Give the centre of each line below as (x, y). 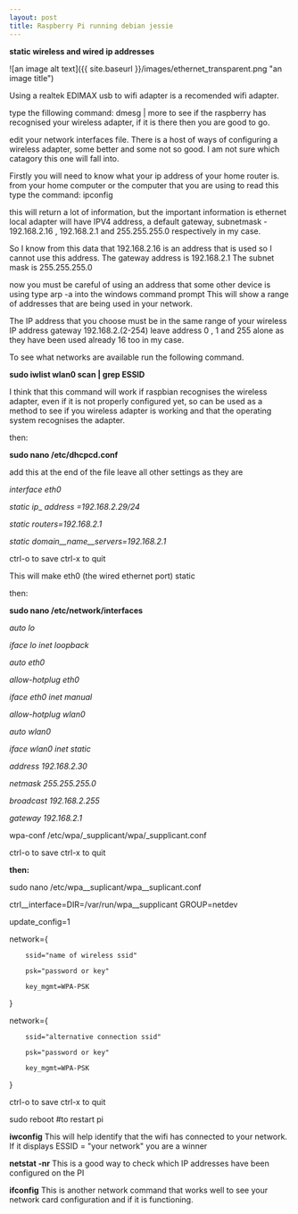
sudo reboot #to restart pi (57, 1119)
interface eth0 (35, 489)
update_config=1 (40, 921)
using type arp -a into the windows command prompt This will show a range (149, 294)
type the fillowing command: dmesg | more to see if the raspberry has (138, 112)
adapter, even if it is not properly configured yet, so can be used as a (136, 401)
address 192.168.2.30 (48, 766)
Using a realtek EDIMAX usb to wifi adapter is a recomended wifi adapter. (144, 96)
